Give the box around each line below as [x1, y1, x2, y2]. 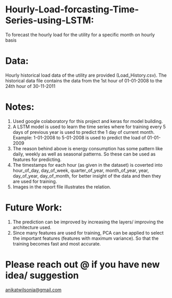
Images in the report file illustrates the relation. [12, 184, 112, 190]
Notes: [5, 101, 35, 113]
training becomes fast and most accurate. [12, 240, 101, 247]
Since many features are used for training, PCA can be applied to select [12, 230, 164, 236]
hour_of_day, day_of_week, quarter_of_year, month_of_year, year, [12, 167, 149, 173]
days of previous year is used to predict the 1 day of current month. [12, 129, 155, 135]
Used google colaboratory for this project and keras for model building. [12, 118, 163, 124]
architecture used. [12, 224, 52, 230]
